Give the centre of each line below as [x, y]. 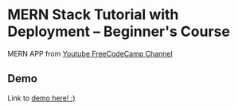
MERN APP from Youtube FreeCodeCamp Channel [90, 53]
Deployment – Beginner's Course [119, 31]
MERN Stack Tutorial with [93, 15]
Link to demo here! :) [42, 98]
